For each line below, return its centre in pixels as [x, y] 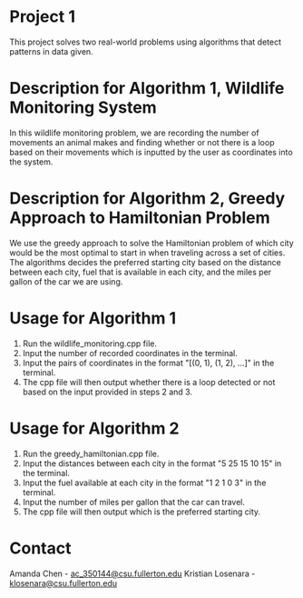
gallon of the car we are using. [66, 281]
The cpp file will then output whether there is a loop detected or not [149, 382]
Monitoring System [83, 108]
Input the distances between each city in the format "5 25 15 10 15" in [152, 463]
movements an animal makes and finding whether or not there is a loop [142, 142]
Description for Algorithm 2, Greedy [147, 199]
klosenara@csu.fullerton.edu [64, 583]
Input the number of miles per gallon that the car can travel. [134, 502]
